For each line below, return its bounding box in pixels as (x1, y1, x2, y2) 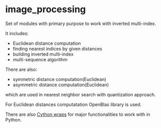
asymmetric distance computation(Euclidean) (12, 82, 109, 88)
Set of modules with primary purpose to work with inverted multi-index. (5, 20, 156, 27)
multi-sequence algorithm (12, 56, 68, 62)
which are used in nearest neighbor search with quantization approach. (5, 91, 156, 97)
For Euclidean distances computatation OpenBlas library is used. (5, 101, 142, 108)
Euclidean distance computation (12, 40, 81, 46)
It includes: (5, 30, 29, 36)
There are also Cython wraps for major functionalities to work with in (5, 111, 150, 117)
